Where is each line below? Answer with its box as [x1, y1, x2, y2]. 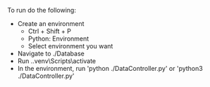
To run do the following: [7, 6, 76, 14]
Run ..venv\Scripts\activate [17, 57, 97, 65]
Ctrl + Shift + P [27, 27, 72, 35]
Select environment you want [27, 42, 113, 50]
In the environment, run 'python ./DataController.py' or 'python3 [17, 65, 203, 72]
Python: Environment [27, 34, 89, 43]
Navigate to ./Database [17, 49, 85, 58]
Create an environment [17, 20, 85, 27]
